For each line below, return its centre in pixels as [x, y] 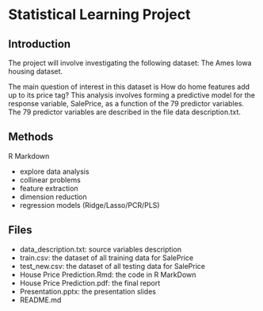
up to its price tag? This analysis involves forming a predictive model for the [132, 95]
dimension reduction [53, 197]
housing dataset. [36, 71]
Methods [31, 137]
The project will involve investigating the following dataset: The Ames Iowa [130, 63]
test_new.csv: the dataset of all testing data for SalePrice [112, 266]
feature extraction [49, 188]
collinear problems [50, 179]
